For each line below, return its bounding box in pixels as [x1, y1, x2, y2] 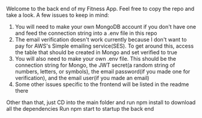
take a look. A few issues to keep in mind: [6, 11, 110, 19]
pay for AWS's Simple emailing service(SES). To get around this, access [14, 42, 194, 49]
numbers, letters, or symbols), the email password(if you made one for [14, 68, 191, 75]
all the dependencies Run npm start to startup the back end [6, 105, 154, 112]
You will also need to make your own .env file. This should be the [14, 55, 177, 62]
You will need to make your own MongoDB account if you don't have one [14, 23, 197, 30]
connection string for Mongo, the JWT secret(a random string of [14, 61, 175, 69]
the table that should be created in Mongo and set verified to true [14, 49, 178, 56]
